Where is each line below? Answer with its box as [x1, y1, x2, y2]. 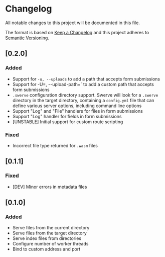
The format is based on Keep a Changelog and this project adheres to [5, 29, 149, 35]
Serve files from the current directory [12, 225, 90, 231]
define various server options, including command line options [12, 103, 142, 109]
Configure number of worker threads [12, 241, 89, 247]
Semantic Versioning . [5, 35, 49, 41]
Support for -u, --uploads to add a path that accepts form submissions [12, 76, 160, 82]
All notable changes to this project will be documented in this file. [5, 20, 140, 26]
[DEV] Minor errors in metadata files [12, 184, 87, 190]
